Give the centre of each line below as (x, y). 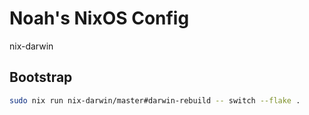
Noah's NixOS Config (99, 18)
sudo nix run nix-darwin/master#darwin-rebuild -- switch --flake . (155, 100)
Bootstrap (41, 77)
